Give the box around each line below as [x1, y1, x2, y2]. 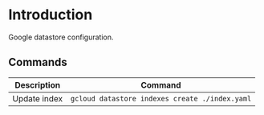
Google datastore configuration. [8, 32, 114, 42]
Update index [12, 92, 63, 104]
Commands [8, 55, 68, 69]
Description [14, 79, 61, 90]
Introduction [8, 6, 93, 24]
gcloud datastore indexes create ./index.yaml [71, 94, 252, 103]
